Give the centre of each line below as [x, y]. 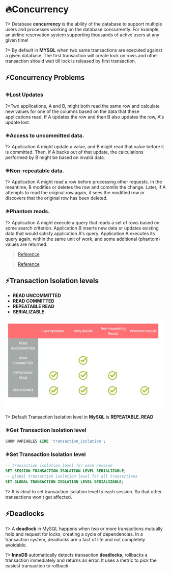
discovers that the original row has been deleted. [56, 198]
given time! [17, 40]
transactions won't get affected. [39, 497]
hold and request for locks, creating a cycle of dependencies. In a [74, 534]
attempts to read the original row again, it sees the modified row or [75, 193]
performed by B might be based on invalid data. [55, 157]
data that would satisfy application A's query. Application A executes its [80, 233]
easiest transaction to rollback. [38, 565]
